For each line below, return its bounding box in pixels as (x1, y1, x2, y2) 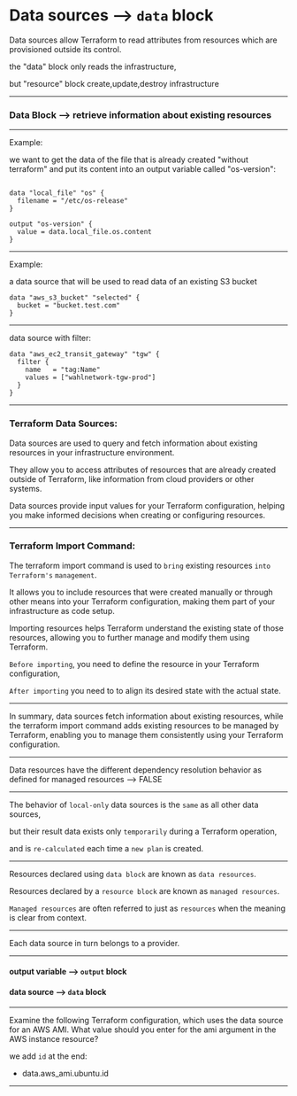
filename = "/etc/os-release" (17, 197, 128, 206)
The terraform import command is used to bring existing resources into (9, 560, 271, 571)
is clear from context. (9, 912, 87, 922)
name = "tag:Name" (25, 365, 101, 375)
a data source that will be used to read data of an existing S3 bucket (9, 276, 258, 287)
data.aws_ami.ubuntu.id (21, 1068, 109, 1078)
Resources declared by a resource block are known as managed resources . (9, 885, 280, 896)
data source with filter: (9, 333, 91, 344)
